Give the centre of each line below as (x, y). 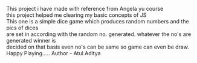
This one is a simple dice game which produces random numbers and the (98, 21)
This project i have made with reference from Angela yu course (85, 9)
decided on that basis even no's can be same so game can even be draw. (98, 47)
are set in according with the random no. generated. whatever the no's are (99, 34)
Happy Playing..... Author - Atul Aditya (53, 53)
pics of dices (22, 28)
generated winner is (31, 40)
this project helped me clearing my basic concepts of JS (76, 15)
